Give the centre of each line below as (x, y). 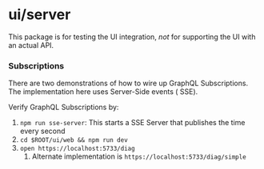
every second (42, 131)
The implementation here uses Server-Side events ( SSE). (103, 92)
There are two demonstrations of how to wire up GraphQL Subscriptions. (128, 83)
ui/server (40, 15)
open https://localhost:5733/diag (77, 149)
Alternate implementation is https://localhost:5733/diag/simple (139, 156)
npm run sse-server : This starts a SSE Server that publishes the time (132, 123)
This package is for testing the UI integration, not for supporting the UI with (132, 37)
